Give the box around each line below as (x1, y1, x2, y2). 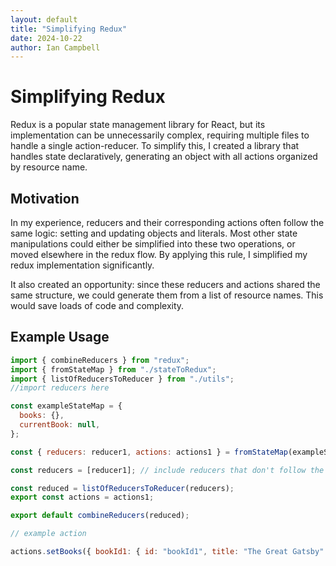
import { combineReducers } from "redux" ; (10, 355, 190, 365)
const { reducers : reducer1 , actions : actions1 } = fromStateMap (10, 447, 288, 457)
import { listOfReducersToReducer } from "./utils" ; (10, 374, 235, 384)
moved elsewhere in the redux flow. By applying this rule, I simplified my (10, 249, 308, 260)
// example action (10, 529, 87, 539)
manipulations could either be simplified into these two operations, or (10, 238, 296, 250)
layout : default (10, 14, 78, 25)
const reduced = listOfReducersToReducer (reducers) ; (10, 483, 235, 493)
